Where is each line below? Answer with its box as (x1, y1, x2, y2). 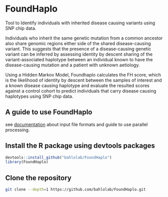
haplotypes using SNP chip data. (5, 93, 73, 99)
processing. (5, 127, 30, 133)
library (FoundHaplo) (5, 160, 49, 165)
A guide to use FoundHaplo (5, 108, 93, 116)
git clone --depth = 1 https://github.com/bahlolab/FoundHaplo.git (5, 187, 146, 192)
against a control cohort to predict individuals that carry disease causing (5, 88, 157, 94)
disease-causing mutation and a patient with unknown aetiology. (5, 62, 140, 68)
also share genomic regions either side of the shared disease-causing (5, 40, 151, 46)
